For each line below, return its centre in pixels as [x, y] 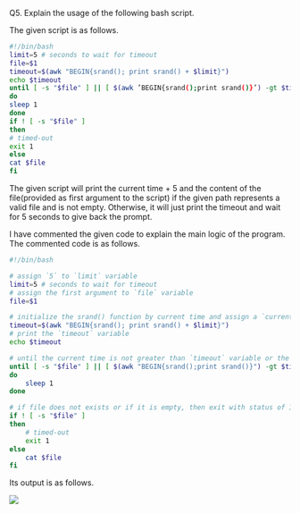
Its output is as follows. [52, 483]
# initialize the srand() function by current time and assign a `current [151, 317]
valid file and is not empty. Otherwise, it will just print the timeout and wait [145, 207]
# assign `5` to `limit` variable [74, 276]
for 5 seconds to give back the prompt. [81, 217]
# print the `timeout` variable [69, 334]
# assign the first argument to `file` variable [101, 293]
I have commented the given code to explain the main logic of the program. [147, 234]
